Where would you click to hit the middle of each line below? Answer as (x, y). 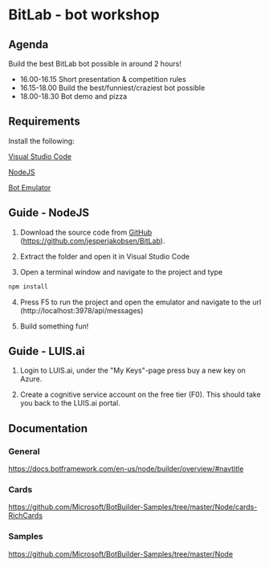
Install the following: (41, 141)
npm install (28, 287)
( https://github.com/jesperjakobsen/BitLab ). (92, 241)
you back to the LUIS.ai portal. (70, 403)
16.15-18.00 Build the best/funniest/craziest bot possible (112, 88)
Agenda (29, 45)
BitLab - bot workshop (84, 15)
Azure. (31, 379)
